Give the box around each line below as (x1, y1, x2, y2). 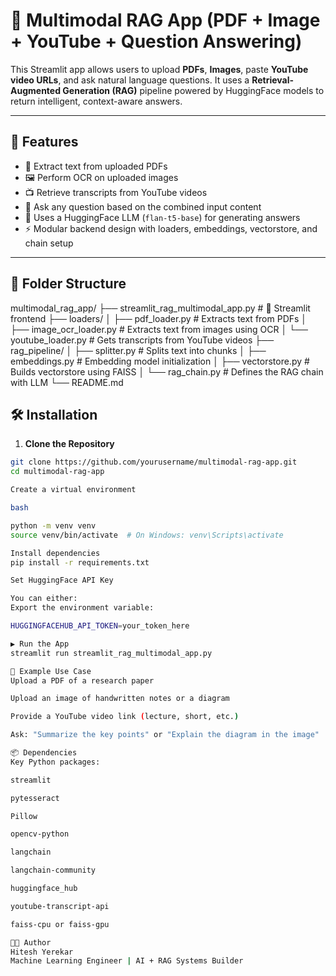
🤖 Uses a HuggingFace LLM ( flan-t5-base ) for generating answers (24, 211, 301, 223)
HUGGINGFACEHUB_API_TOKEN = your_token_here (10, 621, 190, 631)
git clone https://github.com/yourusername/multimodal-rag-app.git (10, 457, 298, 468)
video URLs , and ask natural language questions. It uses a (10, 74, 250, 86)
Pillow (10, 811, 38, 821)
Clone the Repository (24, 438, 115, 450)
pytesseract (10, 793, 60, 803)
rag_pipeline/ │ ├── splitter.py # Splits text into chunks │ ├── (10, 344, 267, 356)
